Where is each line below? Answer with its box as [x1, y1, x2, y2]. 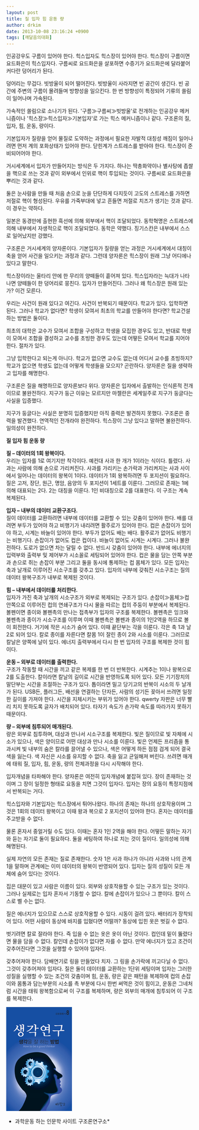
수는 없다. [23, 898, 46, 905]
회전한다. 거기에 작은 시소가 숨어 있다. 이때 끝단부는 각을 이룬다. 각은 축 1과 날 [12, 624, 191, 631]
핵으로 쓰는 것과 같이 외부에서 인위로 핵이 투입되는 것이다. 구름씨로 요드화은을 [12, 170, 192, 177]
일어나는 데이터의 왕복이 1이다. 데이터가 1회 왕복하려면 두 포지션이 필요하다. [17, 472, 191, 479]
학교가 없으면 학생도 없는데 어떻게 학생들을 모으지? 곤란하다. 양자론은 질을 [6, 362, 177, 370]
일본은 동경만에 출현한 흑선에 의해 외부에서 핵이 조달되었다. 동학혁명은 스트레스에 [6, 217, 194, 225]
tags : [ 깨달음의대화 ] [6, 34, 52, 41]
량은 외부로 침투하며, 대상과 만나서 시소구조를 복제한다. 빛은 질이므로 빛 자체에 [6, 731, 187, 738]
